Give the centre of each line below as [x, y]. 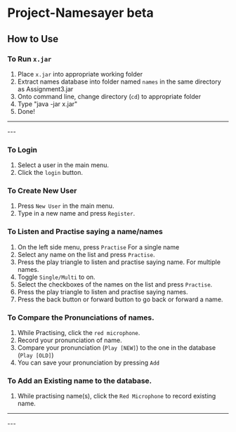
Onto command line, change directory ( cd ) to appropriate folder [109, 96]
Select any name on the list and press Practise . [86, 254]
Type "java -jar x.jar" [47, 104]
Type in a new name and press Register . [76, 214]
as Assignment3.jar [45, 89]
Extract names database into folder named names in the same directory [119, 81]
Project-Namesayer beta [80, 13]
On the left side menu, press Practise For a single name [98, 247]
